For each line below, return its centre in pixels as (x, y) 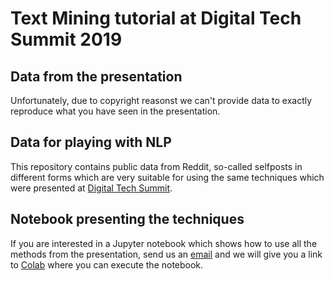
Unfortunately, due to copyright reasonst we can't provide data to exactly (161, 100)
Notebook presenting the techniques (127, 219)
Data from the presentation (96, 76)
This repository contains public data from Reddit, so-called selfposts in (156, 166)
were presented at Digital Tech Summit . (91, 188)
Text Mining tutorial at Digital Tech (156, 18)
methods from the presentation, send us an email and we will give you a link (166, 254)
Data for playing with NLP (91, 142)
